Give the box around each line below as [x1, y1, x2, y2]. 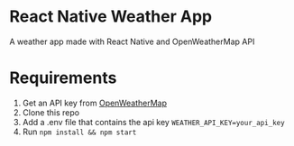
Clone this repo [22, 106, 79, 118]
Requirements [9, 68, 117, 88]
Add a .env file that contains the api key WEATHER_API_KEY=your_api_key [22, 116, 286, 127]
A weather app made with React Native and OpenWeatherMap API [9, 36, 255, 47]
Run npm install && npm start [22, 126, 137, 137]
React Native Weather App [9, 6, 213, 27]
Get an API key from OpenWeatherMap [22, 97, 168, 108]
